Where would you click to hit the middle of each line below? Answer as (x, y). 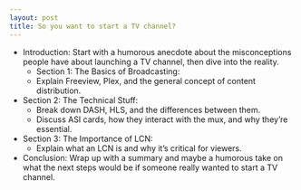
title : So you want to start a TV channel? (93, 26)
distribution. (58, 90)
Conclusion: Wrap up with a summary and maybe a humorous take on (153, 157)
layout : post (34, 18)
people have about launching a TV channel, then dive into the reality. (150, 62)
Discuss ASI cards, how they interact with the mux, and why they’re (162, 119)
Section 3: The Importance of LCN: (87, 138)
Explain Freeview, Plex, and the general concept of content (146, 81)
